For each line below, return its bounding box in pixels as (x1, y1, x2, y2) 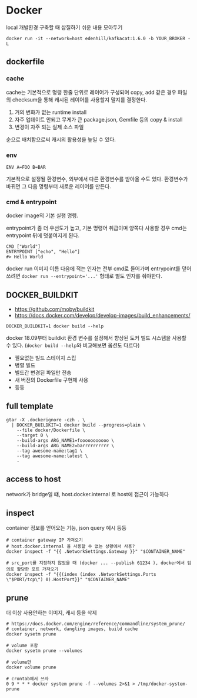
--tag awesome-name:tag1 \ (16, 448, 83, 454)
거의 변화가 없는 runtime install (14, 109, 87, 116)
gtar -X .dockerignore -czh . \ (6, 417, 85, 422)
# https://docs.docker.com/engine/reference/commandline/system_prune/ (6, 621, 185, 627)
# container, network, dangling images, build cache (6, 626, 138, 632)
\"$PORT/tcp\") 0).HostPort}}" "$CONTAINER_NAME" (6, 576, 131, 583)
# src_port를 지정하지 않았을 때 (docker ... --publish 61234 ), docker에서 (6, 560, 185, 566)
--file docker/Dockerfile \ (16, 427, 85, 433)
